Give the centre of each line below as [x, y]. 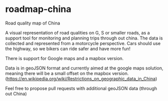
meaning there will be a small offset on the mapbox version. [67, 73]
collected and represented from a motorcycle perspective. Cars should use [83, 43]
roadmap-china [38, 9]
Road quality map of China [33, 23]
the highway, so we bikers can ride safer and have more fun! [68, 48]
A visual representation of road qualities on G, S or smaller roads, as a [77, 32]
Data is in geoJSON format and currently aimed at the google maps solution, [84, 68]
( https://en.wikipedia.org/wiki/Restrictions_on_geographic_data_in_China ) [81, 78]
